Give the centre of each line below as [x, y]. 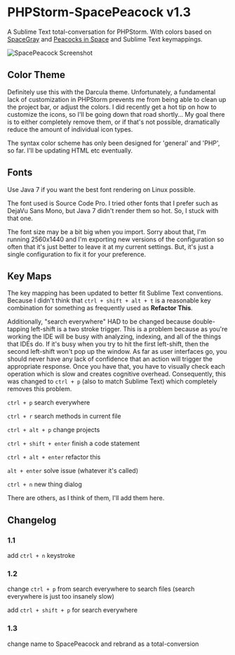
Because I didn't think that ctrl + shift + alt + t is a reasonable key [109, 300]
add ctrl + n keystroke [41, 556]
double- [204, 322]
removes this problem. [40, 389]
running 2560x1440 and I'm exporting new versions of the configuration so [116, 239]
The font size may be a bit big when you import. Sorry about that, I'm [107, 231]
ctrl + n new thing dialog [45, 484]
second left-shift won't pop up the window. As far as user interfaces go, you [117, 352]
